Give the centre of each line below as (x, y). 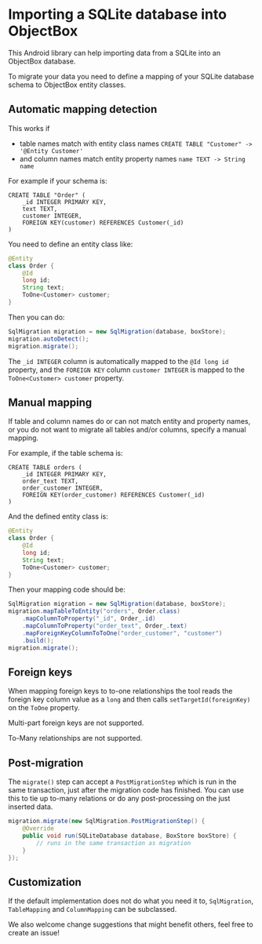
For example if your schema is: (58, 180)
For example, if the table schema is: (65, 454)
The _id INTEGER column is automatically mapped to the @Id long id (118, 361)
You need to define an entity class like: (71, 244)
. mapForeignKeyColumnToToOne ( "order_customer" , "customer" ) (122, 633)
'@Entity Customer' (51, 151)
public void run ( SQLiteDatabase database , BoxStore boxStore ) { (129, 836)
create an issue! (34, 933)
